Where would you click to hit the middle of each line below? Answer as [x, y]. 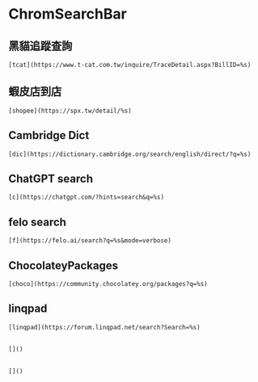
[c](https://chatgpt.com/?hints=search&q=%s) [86, 197]
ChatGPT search [51, 179]
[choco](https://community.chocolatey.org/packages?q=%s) [108, 284]
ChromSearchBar [68, 14]
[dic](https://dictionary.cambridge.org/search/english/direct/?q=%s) [130, 154]
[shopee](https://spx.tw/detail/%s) [70, 111]
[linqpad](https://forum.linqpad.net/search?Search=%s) [104, 327]
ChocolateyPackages [63, 265]
